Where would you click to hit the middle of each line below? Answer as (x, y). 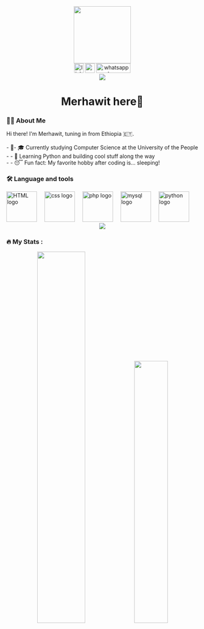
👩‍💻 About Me (26, 121)
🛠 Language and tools (40, 179)
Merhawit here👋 (102, 101)
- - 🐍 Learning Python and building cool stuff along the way (81, 156)
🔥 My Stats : (25, 241)
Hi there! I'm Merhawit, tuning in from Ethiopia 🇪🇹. (70, 134)
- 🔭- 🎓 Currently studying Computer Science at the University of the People (102, 147)
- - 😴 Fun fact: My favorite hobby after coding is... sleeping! (83, 163)
